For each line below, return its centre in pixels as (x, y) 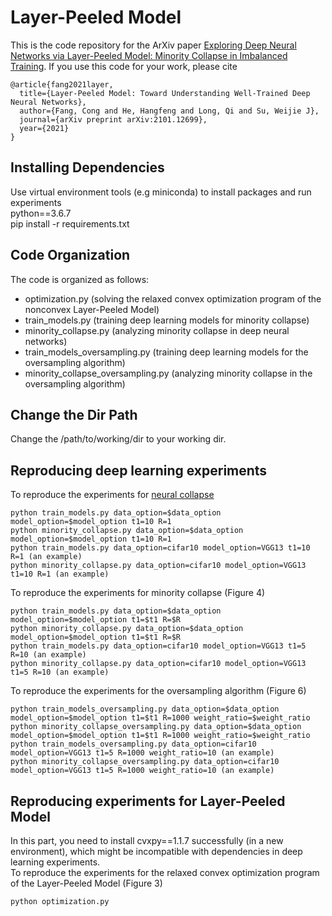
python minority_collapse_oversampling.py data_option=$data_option (156, 727)
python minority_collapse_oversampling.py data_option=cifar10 (145, 762)
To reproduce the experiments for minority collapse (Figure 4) (138, 593)
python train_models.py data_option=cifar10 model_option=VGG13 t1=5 (158, 646)
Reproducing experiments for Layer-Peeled (148, 801)
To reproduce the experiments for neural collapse (112, 495)
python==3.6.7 (41, 213)
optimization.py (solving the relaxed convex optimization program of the (173, 298)
